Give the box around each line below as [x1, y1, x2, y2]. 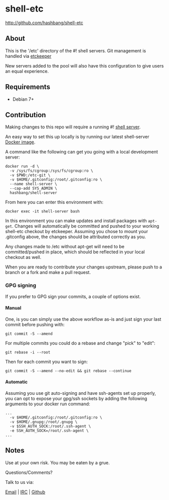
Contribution [5, 110, 46, 119]
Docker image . [5, 139, 36, 145]
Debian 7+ [12, 96, 34, 102]
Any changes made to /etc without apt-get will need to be [5, 244, 125, 250]
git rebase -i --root [5, 349, 51, 355]
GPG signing [5, 282, 37, 289]
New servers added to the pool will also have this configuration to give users [5, 62, 164, 68]
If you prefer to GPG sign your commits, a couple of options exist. [5, 293, 141, 300]
